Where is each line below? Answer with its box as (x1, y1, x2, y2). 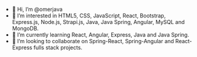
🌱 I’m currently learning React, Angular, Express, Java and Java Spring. (11, 31, 189, 38)
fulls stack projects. (33, 44, 83, 51)
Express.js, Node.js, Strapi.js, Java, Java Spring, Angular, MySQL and (11, 19, 186, 25)
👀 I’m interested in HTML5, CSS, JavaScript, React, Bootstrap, (11, 12, 166, 19)
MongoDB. (11, 25, 39, 32)
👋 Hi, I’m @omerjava (11, 6, 63, 13)
